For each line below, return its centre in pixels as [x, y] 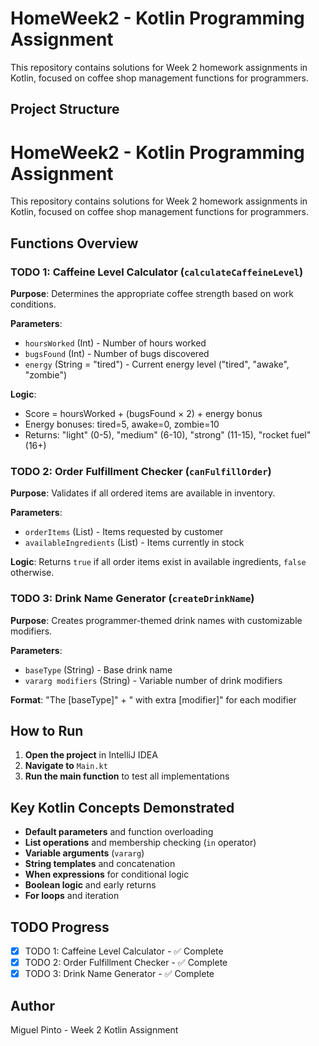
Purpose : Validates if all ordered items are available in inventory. [143, 493]
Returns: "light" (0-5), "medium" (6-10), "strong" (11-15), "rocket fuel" [168, 434]
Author [32, 1005]
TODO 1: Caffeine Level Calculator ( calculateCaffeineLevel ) [157, 272]
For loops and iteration [72, 896]
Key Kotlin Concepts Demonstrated [122, 807]
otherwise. [32, 573]
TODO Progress [60, 927]
